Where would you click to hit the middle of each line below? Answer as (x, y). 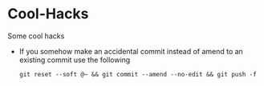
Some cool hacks (36, 36)
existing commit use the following (75, 60)
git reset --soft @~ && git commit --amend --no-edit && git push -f (138, 74)
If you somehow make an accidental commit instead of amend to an (131, 51)
